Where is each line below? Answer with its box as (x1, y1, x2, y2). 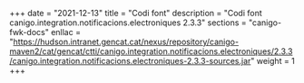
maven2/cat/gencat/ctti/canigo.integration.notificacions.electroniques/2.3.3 (9, 46, 293, 57)
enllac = (51, 27, 82, 37)
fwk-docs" (9, 27, 50, 37)
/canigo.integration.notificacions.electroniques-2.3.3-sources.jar (9, 56, 251, 66)
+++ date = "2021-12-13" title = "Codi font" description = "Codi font (9, 8, 263, 18)
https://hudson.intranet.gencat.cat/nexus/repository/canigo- (13, 36, 239, 47)
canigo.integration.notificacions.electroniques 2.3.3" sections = (9, 17, 247, 28)
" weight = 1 (250, 56, 295, 66)
